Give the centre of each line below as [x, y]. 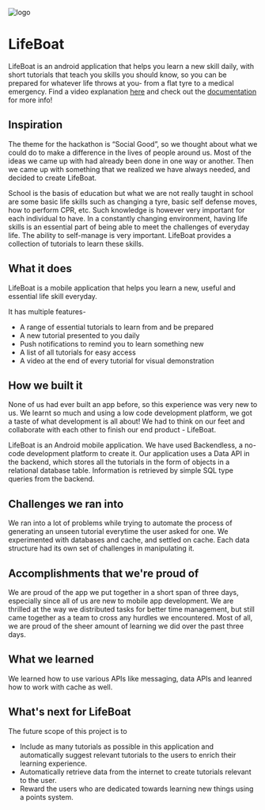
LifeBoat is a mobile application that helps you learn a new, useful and [122, 288]
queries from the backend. [51, 479]
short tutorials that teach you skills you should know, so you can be [117, 75]
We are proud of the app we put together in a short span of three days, [123, 592]
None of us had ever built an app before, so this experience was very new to [133, 405]
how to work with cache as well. [61, 687]
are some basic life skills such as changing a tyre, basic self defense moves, [132, 202]
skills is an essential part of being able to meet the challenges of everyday [129, 227]
